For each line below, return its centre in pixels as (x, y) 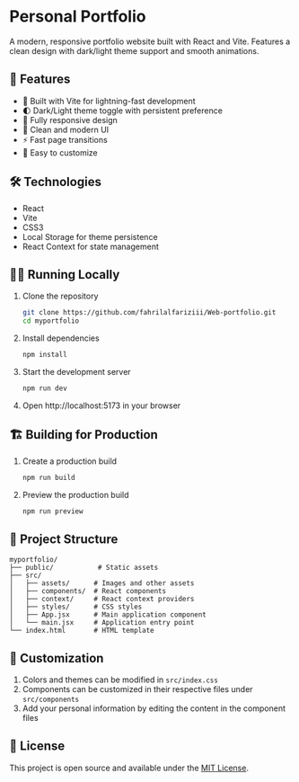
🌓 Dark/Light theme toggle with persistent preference (122, 111)
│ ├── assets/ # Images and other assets (102, 583)
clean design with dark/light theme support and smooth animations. (134, 50)
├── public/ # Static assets (84, 568)
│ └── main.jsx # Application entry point (102, 623)
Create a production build (70, 461)
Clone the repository (60, 296)
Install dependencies (61, 338)
